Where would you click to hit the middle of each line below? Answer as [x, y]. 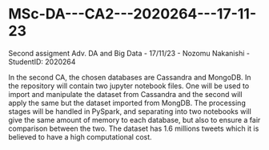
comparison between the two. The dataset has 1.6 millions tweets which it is [134, 128]
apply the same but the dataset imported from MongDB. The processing [127, 103]
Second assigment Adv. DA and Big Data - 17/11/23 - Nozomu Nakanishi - [129, 53]
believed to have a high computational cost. [80, 136]
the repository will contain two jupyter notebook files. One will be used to [129, 86]
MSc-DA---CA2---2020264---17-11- [132, 14]
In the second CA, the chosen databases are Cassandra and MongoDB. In [130, 77]
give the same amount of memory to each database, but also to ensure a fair [134, 120]
